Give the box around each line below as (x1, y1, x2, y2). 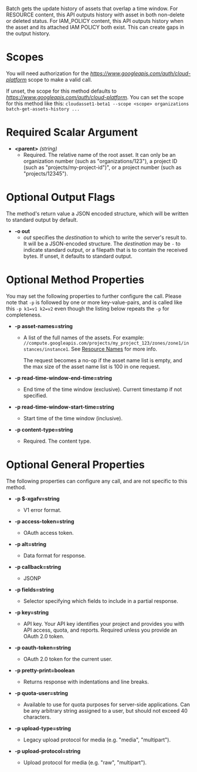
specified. (23, 392, 48, 399)
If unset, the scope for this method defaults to (6, 87, 117, 95)
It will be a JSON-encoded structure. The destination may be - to (23, 240, 181, 247)
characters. (23, 713, 52, 720)
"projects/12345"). (23, 170, 69, 177)
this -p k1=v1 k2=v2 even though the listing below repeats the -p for (6, 305, 169, 312)
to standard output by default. (6, 216, 78, 223)
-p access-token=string (14, 518, 74, 525)
